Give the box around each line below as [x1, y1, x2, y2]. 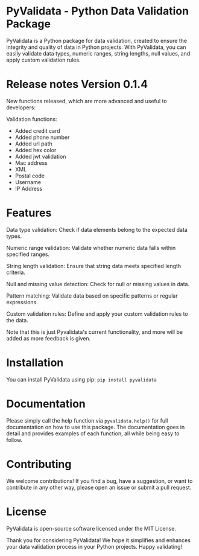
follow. [6, 436, 23, 443]
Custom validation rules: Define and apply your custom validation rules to [6, 310, 188, 318]
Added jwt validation [14, 153, 66, 160]
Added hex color [14, 146, 57, 153]
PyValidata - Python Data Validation [6, 4, 189, 18]
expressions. [6, 298, 38, 305]
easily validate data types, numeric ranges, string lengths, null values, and [6, 50, 191, 57]
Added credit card [14, 127, 60, 134]
